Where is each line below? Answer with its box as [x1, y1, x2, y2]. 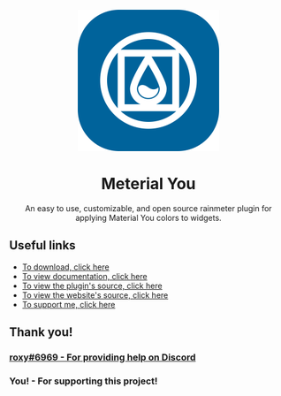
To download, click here [21, 262, 110, 272]
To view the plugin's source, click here [21, 280, 163, 291]
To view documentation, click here [21, 270, 148, 281]
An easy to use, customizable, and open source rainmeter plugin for [25, 202, 272, 213]
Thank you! [9, 324, 73, 340]
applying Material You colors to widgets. [74, 212, 223, 223]
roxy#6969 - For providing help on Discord [9, 351, 196, 363]
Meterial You [101, 174, 196, 194]
